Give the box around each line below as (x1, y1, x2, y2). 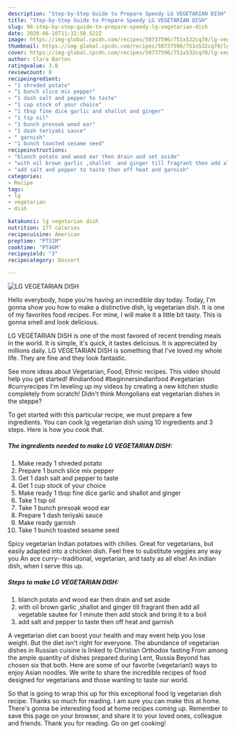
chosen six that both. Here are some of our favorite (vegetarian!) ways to (8, 661, 218, 669)
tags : (8, 186, 24, 193)
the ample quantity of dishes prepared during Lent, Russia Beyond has (8, 653, 211, 661)
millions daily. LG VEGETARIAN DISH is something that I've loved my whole (8, 347, 222, 354)
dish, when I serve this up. (8, 561, 84, 570)
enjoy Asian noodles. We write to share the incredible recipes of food (8, 668, 206, 677)
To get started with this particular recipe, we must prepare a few (8, 410, 192, 419)
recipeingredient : (8, 75, 61, 82)
